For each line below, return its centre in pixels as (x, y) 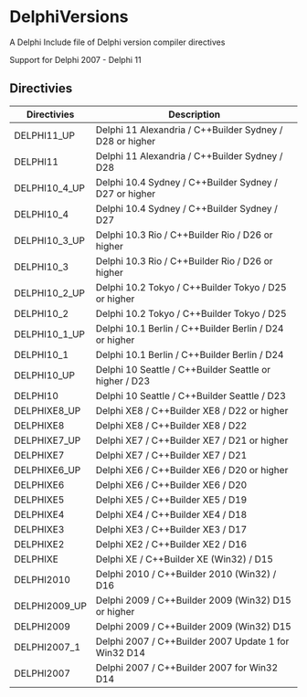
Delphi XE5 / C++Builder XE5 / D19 (171, 500)
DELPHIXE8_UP (48, 410)
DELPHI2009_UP (50, 606)
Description (195, 114)
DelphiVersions (69, 17)
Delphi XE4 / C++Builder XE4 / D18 (171, 514)
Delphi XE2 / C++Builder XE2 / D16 (171, 544)
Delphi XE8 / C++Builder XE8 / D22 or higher (192, 410)
